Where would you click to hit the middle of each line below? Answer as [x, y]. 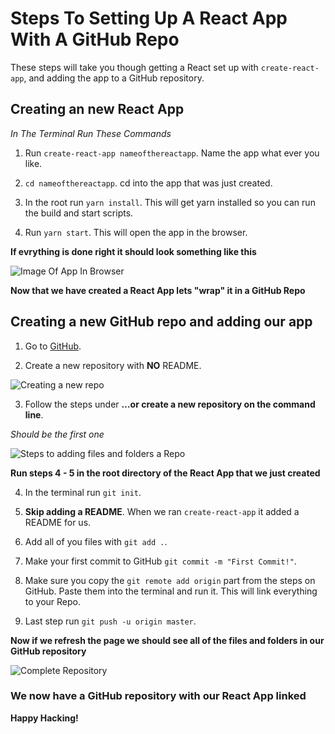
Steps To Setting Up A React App [149, 18]
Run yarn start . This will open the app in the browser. [136, 232]
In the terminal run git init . [83, 492]
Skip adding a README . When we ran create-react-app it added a [162, 511]
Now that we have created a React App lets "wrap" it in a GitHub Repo [158, 290]
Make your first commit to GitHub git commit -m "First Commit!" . [160, 561]
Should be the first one [57, 434]
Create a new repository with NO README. [113, 365]
